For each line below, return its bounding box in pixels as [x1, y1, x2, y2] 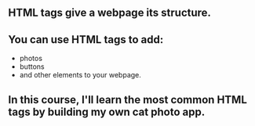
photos [19, 54, 43, 63]
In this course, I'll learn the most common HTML [8, 93, 247, 106]
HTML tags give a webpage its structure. [8, 6, 212, 20]
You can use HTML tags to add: [8, 33, 164, 46]
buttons [19, 62, 45, 71]
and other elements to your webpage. [19, 70, 141, 80]
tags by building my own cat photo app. [8, 105, 206, 118]
